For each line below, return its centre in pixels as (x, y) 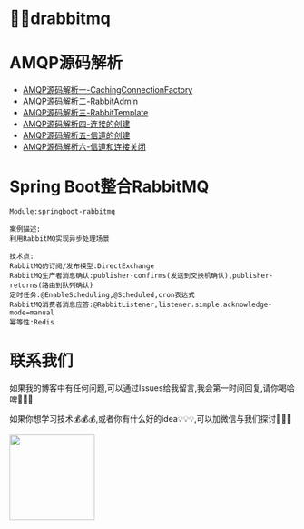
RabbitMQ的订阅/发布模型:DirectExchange (82, 266)
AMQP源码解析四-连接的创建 (76, 124)
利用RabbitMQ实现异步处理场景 (60, 239)
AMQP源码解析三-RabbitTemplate (85, 113)
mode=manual (32, 313)
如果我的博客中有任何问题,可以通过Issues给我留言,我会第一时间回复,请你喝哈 (152, 388)
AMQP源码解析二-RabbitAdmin (80, 101)
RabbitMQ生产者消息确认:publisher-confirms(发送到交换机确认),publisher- (142, 276)
